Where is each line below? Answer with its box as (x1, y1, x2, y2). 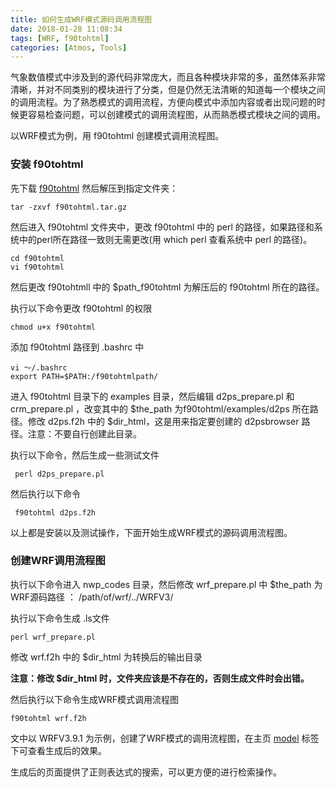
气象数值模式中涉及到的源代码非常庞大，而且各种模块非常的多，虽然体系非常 (10, 71, 326, 83)
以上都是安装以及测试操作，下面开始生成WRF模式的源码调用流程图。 (10, 526, 293, 538)
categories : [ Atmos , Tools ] (10, 42, 128, 53)
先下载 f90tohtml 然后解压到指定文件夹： (10, 182, 179, 194)
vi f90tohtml (10, 262, 65, 272)
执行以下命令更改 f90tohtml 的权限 (10, 302, 153, 314)
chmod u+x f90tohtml (10, 322, 97, 332)
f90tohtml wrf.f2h (10, 713, 87, 723)
